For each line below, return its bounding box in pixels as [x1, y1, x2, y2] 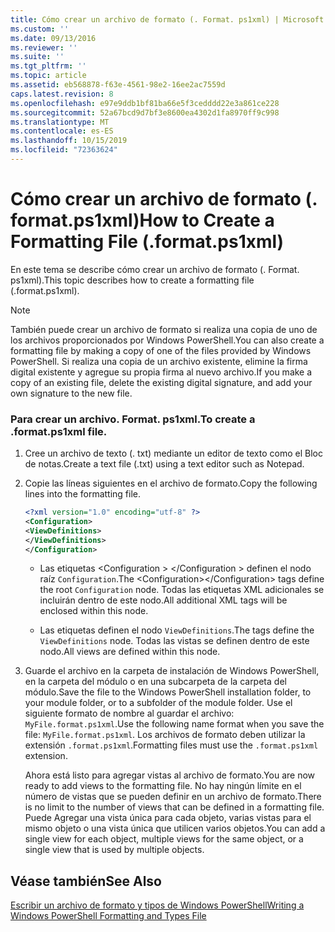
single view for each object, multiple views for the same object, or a [24, 833, 304, 845]
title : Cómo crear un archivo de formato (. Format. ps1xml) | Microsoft [10, 14, 325, 25]
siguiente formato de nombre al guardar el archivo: [24, 707, 235, 720]
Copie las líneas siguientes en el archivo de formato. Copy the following [24, 477, 318, 490]
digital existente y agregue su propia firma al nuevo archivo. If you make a [10, 366, 313, 378]
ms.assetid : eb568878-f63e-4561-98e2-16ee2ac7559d [10, 80, 226, 90]
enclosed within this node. [39, 605, 149, 617]
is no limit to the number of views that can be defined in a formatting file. [24, 801, 325, 813]
